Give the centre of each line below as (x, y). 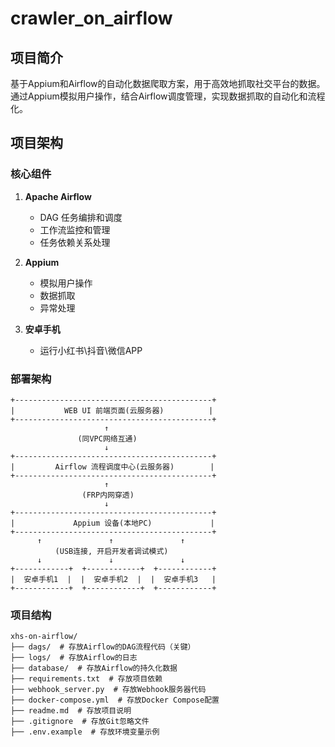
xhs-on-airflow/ (44, 637)
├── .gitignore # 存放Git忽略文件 (80, 722)
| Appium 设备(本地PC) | (112, 523)
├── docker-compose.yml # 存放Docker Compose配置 (115, 700)
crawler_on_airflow (91, 18)
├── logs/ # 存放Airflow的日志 (74, 658)
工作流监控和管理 (75, 229)
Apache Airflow (58, 196)
